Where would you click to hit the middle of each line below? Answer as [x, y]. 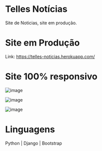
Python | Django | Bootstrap [34, 143]
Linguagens [30, 129]
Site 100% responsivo [51, 76]
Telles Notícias [36, 9]
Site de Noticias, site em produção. [41, 23]
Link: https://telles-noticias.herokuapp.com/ [50, 56]
